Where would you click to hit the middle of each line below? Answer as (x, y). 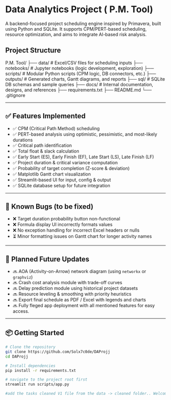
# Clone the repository (31, 347)
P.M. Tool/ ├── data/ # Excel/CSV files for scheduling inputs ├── (74, 63)
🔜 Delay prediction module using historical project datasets (75, 288)
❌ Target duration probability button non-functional (66, 219)
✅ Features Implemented (45, 116)
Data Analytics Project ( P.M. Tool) (79, 9)
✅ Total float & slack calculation (46, 151)
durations (23, 140)
